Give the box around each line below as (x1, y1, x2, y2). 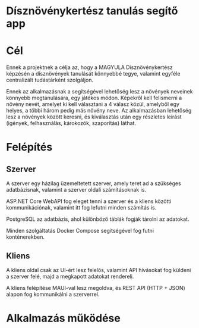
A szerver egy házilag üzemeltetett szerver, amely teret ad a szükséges (6, 180, 181, 187)
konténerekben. (6, 233, 45, 240)
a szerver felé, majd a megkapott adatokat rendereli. (6, 273, 134, 280)
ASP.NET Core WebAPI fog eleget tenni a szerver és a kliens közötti (6, 198, 172, 205)
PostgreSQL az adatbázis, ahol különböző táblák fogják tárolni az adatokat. (6, 215, 189, 223)
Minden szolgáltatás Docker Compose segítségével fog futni (6, 227, 154, 235)
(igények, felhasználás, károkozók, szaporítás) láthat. (6, 120, 137, 127)
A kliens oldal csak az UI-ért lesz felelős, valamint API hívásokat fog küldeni (6, 266, 191, 273)
